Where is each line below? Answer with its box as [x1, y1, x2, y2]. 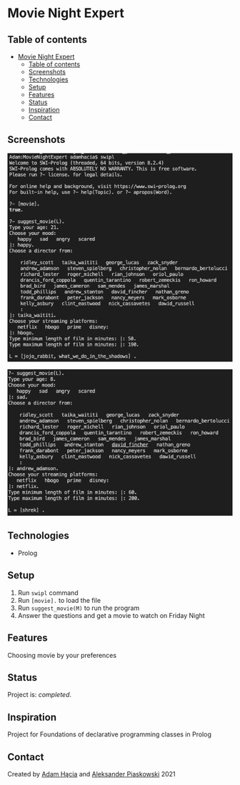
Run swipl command [17, 588, 79, 597]
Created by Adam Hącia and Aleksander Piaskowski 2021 [7, 769, 176, 778]
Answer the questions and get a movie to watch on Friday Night [17, 611, 205, 619]
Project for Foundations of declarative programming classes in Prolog [7, 730, 212, 739]
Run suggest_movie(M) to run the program [17, 604, 140, 612]
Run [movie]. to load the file [17, 596, 101, 604]
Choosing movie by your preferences [7, 651, 116, 659]
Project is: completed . [7, 691, 72, 699]
